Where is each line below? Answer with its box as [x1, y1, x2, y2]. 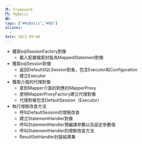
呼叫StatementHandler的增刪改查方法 [19, 127, 94, 133]
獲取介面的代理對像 [12, 79, 51, 84]
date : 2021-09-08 [5, 35, 40, 40]
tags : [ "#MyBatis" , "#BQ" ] [5, 21, 57, 26]
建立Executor [19, 73, 46, 79]
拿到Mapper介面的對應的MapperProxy [19, 85, 96, 91]
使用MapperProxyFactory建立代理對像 [19, 91, 96, 97]
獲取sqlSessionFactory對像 [12, 48, 67, 54]
